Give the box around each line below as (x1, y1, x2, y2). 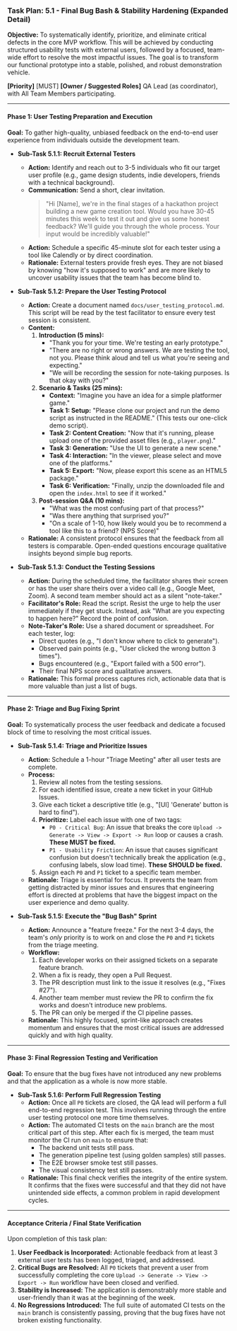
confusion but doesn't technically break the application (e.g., (49, 852, 226, 862)
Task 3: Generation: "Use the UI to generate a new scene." (49, 443, 221, 452)
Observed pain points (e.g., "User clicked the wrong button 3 (38, 644, 217, 653)
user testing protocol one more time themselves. (28, 1113, 169, 1121)
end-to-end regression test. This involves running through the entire (28, 1105, 226, 1114)
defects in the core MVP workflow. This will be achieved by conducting (7, 38, 214, 47)
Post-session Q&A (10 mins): (38, 496, 125, 505)
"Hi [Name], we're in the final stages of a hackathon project (45, 199, 219, 207)
